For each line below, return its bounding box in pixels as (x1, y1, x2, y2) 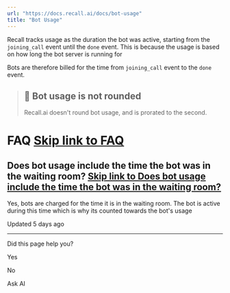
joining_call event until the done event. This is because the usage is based (7, 43, 220, 51)
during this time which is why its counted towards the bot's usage (7, 207, 193, 215)
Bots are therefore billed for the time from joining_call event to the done (7, 63, 212, 71)
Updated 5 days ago (7, 220, 65, 228)
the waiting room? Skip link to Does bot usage (7, 170, 207, 182)
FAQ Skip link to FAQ (7, 132, 125, 148)
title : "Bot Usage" (7, 16, 63, 23)
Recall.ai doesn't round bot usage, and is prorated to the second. (23, 108, 207, 117)
